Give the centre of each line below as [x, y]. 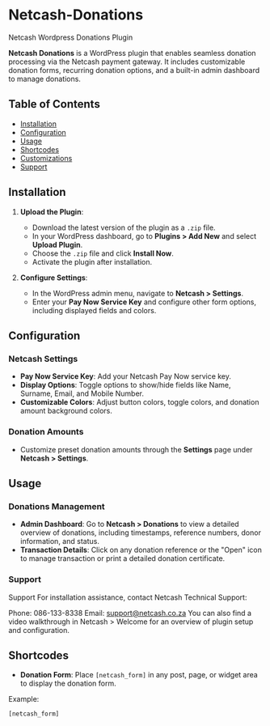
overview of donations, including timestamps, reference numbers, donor [140, 533]
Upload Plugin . [57, 244]
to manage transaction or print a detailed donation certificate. [122, 558]
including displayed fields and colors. [94, 310]
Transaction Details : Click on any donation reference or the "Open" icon [141, 550]
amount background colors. [66, 411]
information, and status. [59, 541]
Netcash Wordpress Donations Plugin [71, 37]
